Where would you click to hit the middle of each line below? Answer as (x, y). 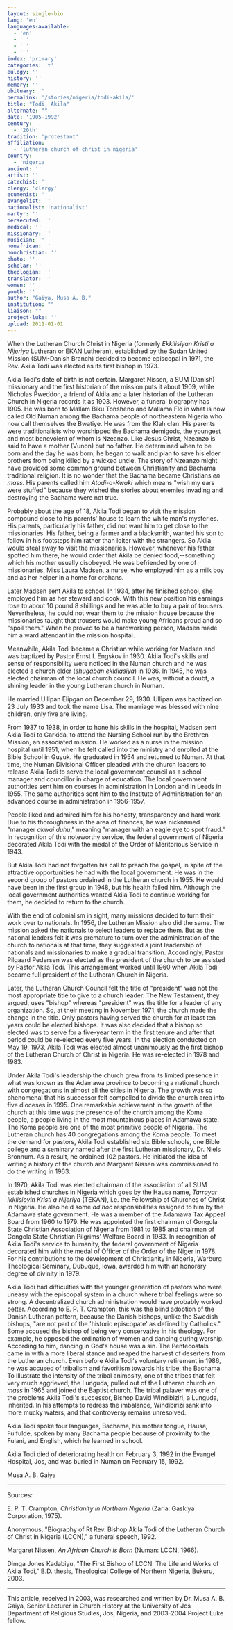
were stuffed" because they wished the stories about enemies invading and (115, 490)
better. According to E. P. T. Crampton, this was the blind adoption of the (111, 1309)
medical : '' (24, 227)
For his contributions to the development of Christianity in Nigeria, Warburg (114, 1258)
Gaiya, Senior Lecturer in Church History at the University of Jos (99, 1606)
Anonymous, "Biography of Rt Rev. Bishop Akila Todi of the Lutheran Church (116, 1529)
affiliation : (26, 143)
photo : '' (21, 259)
